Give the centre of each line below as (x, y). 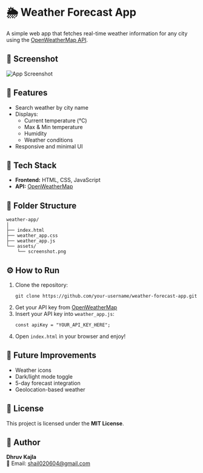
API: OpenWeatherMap (44, 186)
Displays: (26, 114)
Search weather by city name (52, 107)
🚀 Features (27, 93)
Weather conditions (48, 140)
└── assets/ (21, 247)
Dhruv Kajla (21, 457)
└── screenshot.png (42, 252)
